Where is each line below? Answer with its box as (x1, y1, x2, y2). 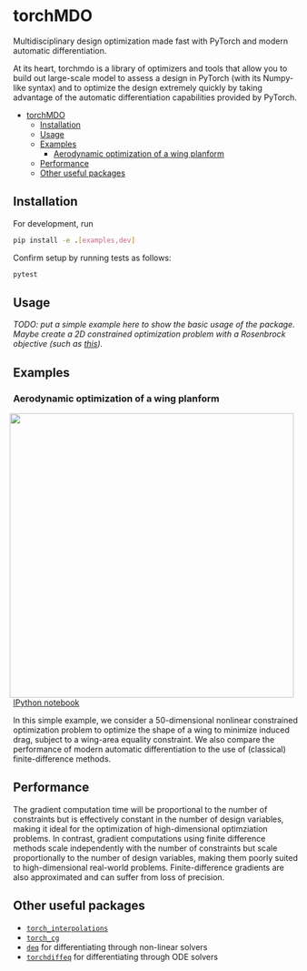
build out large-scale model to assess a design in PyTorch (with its (13, 72, 262, 83)
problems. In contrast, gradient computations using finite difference (13, 833, 266, 844)
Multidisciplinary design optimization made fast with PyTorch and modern (13, 35, 288, 46)
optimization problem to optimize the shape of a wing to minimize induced (13, 724, 290, 735)
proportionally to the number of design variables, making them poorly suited (13, 852, 299, 863)
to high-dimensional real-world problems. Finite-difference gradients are (13, 862, 285, 873)
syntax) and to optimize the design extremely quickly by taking (27, 82, 262, 93)
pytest (13, 269, 38, 278)
